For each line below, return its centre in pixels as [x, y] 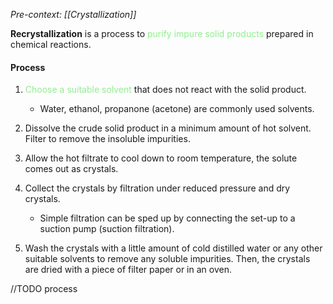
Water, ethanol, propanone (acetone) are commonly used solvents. [177, 109]
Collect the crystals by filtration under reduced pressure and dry [157, 188]
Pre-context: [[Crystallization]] [73, 14]
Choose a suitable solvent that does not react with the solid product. [165, 90]
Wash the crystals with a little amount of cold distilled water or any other [173, 248]
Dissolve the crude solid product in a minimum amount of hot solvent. [168, 128]
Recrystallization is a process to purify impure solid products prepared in [162, 33]
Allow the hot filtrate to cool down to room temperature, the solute [161, 158]
